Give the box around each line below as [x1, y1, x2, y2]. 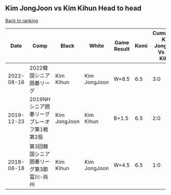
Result [113, 45, 130, 52]
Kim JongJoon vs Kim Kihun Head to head [5, 4, 141, 13]
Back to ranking [5, 17, 38, 23]
